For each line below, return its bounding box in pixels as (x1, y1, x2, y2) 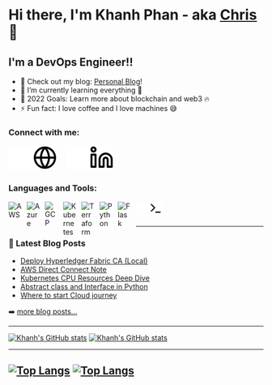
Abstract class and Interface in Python (19, 281, 148, 291)
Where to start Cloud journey (19, 290, 117, 300)
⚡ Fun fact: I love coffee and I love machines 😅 (19, 104, 178, 113)
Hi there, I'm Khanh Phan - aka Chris (8, 6, 257, 24)
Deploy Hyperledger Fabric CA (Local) (19, 255, 148, 265)
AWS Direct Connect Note (19, 264, 107, 274)
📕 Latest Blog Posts (8, 237, 87, 249)
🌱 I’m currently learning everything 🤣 (19, 85, 143, 95)
